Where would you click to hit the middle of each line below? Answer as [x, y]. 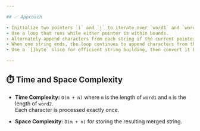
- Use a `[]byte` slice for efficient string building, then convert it [98, 50]
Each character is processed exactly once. [67, 110]
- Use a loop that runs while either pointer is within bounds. [87, 33]
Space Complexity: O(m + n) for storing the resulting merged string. [99, 121]
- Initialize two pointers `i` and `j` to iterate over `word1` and [93, 27]
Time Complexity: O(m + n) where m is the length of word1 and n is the [100, 97]
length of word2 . [34, 103]
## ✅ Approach [24, 17]
